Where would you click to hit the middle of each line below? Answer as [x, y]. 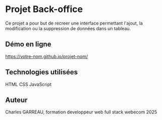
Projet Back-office [44, 9]
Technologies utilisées [42, 72]
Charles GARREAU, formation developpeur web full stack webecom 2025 [81, 112]
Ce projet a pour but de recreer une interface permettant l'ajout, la [74, 23]
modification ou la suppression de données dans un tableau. [68, 28]
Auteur [16, 100]
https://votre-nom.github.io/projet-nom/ [47, 56]
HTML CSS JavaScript [29, 84]
